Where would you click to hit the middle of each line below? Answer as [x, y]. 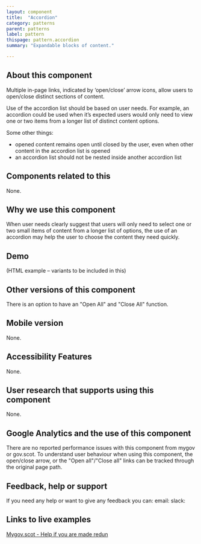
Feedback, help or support [57, 486]
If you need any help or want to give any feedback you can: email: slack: [96, 500]
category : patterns [31, 23]
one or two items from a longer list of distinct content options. [83, 121]
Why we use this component [61, 209]
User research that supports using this [80, 390]
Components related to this [58, 176]
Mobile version [35, 323]
